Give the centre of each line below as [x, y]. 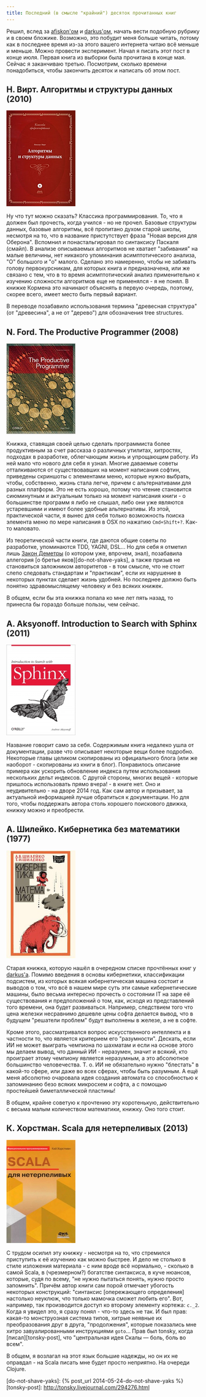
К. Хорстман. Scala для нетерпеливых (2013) [97, 1128]
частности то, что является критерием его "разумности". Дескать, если [101, 1038]
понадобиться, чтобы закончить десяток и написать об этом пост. [93, 70]
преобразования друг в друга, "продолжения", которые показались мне [101, 1324]
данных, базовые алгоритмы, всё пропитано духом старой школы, [94, 229]
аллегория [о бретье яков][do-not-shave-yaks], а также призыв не [93, 560]
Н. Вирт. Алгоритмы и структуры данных [90, 90]
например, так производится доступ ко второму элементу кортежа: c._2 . [103, 1305]
